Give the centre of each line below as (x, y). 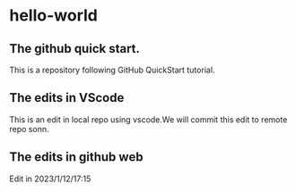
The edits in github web (76, 157)
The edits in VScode (67, 98)
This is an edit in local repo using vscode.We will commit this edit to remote (148, 119)
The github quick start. (75, 49)
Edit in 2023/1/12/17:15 (50, 179)
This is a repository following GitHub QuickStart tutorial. (112, 70)
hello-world (54, 16)
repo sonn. (29, 129)
